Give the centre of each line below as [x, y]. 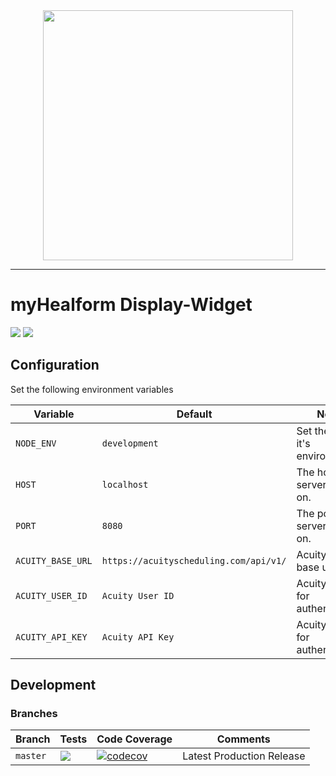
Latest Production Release [244, 756]
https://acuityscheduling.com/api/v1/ [194, 560]
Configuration [55, 365]
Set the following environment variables [92, 389]
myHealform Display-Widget [131, 305]
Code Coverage [134, 739]
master [31, 756]
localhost [125, 484]
